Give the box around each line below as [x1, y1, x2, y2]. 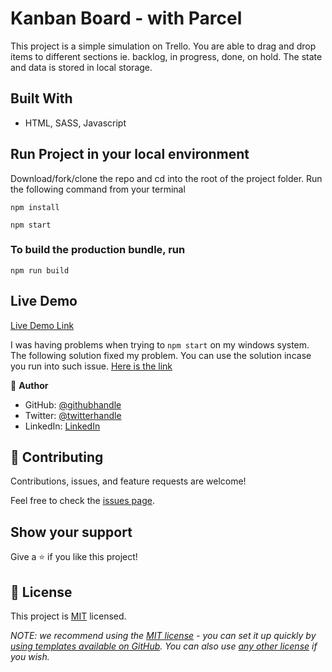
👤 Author [10, 379, 49, 391]
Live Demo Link [10, 319, 75, 331]
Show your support [10, 523, 133, 541]
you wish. [10, 651, 50, 663]
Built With [10, 90, 73, 107]
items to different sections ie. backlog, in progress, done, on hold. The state [10, 50, 323, 62]
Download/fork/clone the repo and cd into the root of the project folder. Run [10, 172, 323, 184]
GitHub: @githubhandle [24, 398, 122, 411]
